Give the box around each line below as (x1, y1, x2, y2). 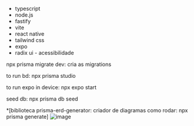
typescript (14, 5, 41, 12)
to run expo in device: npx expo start (6, 84, 97, 91)
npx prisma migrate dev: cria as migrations (6, 61, 112, 68)
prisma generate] (6, 113, 49, 120)
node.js (14, 11, 34, 18)
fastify (14, 18, 31, 24)
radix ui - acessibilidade (14, 49, 74, 56)
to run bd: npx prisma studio (6, 73, 76, 79)
